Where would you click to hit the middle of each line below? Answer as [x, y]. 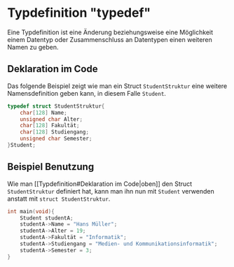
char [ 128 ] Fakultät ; [50, 126]
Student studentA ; [47, 218]
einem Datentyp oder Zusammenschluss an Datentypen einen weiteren [110, 39]
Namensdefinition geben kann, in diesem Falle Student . [87, 93]
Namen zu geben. [33, 47]
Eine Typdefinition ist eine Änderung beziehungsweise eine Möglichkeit [110, 32]
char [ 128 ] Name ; [44, 113]
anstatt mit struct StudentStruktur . [59, 199]
